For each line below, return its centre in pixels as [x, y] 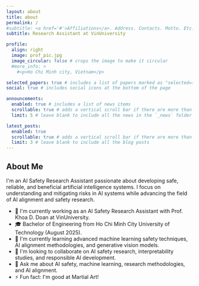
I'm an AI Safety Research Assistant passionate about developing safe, [92, 181]
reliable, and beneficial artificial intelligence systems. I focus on [84, 187]
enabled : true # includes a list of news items [71, 104]
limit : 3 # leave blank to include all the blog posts [81, 143]
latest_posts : [24, 126]
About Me [25, 166]
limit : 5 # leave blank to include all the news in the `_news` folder [102, 115]
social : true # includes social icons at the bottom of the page [88, 88]
